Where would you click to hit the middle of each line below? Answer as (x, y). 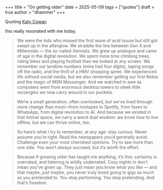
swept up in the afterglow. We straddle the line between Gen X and (84, 46)
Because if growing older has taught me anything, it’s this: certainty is (87, 157)
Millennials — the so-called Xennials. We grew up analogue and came (87, 51)
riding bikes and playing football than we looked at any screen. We (83, 61)
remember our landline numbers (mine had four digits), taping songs (85, 66)
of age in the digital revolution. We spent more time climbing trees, (83, 56)
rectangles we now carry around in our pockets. (65, 92)
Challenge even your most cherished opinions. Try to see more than (85, 142)
